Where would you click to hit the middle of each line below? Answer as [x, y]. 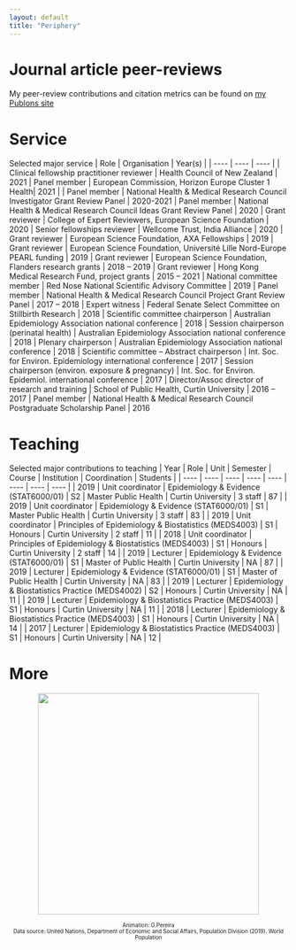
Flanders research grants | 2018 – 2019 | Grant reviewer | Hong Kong [134, 267]
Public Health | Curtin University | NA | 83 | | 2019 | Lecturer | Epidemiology [147, 582]
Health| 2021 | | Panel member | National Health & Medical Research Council [148, 192]
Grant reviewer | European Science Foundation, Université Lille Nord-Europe [148, 248]
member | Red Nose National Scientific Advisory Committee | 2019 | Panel [144, 286]
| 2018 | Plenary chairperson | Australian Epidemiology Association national [146, 343]
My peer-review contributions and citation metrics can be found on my [138, 94]
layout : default [39, 17]
